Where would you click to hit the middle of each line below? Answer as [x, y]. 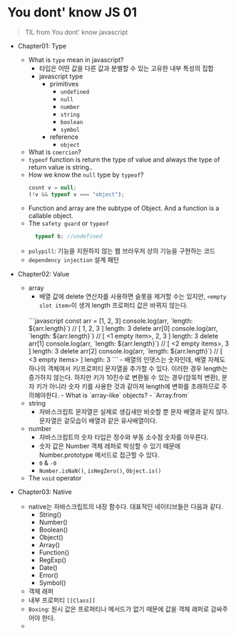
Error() [49, 575]
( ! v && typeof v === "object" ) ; [76, 194]
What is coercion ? [55, 152]
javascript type [61, 76]
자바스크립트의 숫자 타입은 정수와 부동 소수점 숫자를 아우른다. [124, 437]
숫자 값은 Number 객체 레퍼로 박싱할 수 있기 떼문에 [109, 445]
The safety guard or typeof [68, 223]
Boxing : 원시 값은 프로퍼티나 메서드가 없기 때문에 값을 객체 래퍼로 [119, 609]
